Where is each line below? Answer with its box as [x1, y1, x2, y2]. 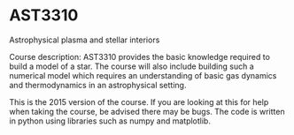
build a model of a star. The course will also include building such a [9, 61, 254, 71]
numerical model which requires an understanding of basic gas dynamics [9, 70, 277, 80]
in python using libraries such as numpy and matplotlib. [9, 116, 211, 126]
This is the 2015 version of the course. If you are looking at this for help [9, 96, 269, 107]
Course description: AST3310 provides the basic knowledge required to [9, 51, 270, 62]
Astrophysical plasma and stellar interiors [9, 34, 160, 45]
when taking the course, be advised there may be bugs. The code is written [9, 106, 285, 116]
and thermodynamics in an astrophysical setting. [9, 79, 187, 90]
